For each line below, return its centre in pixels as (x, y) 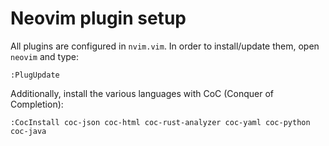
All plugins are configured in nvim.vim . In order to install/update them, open (165, 46)
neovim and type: (45, 56)
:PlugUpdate (35, 75)
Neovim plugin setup (98, 18)
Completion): (37, 104)
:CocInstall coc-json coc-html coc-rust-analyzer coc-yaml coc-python (160, 122)
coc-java (28, 131)
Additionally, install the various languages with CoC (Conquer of (142, 93)
